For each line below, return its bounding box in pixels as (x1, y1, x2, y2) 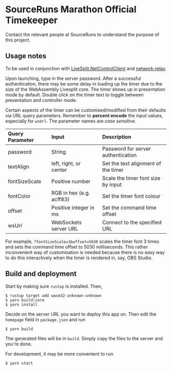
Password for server (102, 145, 151, 152)
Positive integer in (51, 204, 95, 211)
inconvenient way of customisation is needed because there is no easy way (5, 249, 165, 255)
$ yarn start (5, 360, 33, 366)
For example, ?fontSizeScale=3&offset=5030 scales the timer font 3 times (5, 238, 160, 244)
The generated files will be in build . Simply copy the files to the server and (5, 335, 163, 341)
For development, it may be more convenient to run (5, 351, 114, 357)
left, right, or (51, 160, 81, 167)
